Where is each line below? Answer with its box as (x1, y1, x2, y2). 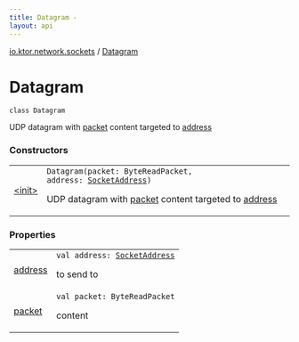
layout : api (9, 21, 53, 30)
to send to (56, 268, 99, 281)
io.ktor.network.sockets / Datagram (9, 45, 139, 56)
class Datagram (9, 106, 66, 116)
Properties (9, 228, 56, 240)
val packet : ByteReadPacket (56, 291, 175, 302)
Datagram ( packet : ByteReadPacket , (46, 166, 193, 176)
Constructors (9, 144, 69, 157)
